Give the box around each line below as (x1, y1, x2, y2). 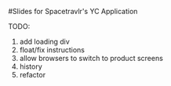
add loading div (19, 37, 71, 46)
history (19, 62, 43, 71)
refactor (19, 70, 45, 79)
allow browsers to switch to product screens (19, 54, 163, 63)
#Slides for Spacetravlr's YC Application (8, 7, 138, 16)
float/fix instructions (19, 45, 85, 54)
